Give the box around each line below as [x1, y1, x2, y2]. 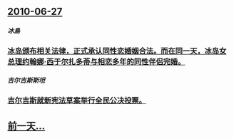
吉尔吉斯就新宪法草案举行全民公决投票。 [7, 96, 146, 105]
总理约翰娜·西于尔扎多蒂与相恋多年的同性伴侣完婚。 [7, 57, 185, 67]
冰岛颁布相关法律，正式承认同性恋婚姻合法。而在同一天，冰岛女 [7, 46, 227, 56]
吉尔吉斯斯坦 [7, 76, 45, 84]
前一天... [7, 120, 46, 132]
